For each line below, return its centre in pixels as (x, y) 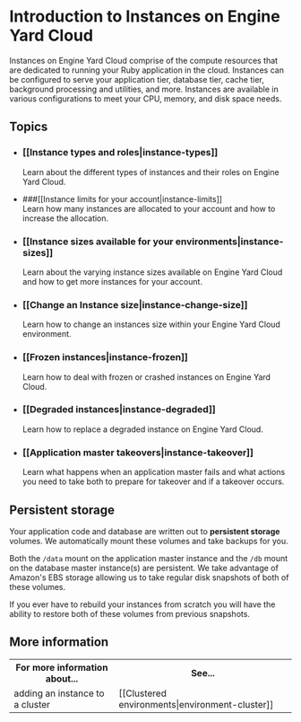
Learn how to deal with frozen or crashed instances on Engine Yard (146, 377)
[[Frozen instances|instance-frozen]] (105, 357)
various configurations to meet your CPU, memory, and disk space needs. (146, 98)
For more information (62, 667)
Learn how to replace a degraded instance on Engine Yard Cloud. (143, 429)
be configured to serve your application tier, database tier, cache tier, (137, 79)
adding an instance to (59, 693)
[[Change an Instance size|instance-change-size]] (135, 304)
